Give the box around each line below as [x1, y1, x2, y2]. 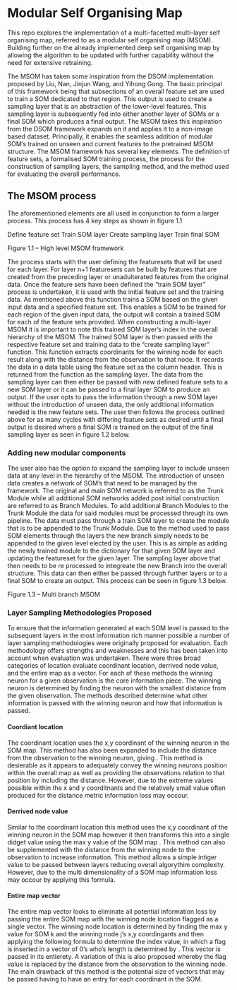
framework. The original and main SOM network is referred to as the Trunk [7, 486, 224, 495]
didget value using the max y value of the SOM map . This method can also [7, 837, 226, 846]
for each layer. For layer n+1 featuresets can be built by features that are [7, 265, 217, 273]
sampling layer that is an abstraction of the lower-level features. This [7, 102, 207, 110]
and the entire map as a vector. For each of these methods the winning [7, 669, 213, 678]
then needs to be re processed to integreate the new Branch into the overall [7, 562, 227, 570]
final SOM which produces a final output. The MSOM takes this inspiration [7, 117, 222, 125]
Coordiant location [7, 722, 63, 731]
